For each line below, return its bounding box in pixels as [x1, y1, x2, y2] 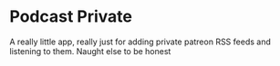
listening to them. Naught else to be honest [9, 45, 171, 56]
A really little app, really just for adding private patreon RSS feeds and [9, 36, 271, 47]
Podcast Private [9, 6, 132, 27]
